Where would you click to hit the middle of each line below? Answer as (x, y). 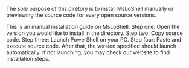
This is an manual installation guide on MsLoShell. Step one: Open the (93, 27)
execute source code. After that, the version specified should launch (91, 46)
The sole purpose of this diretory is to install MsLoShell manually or (90, 9)
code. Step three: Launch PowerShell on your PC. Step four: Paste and (94, 39)
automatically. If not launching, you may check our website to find (88, 52)
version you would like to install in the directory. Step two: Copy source (94, 33)
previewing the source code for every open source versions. (82, 15)
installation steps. (28, 59)
